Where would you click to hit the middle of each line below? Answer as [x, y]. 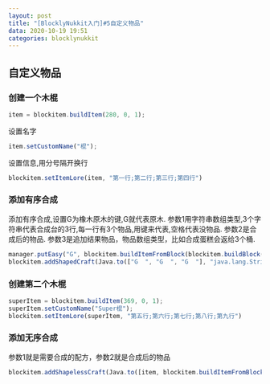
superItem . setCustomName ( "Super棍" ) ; [71, 308]
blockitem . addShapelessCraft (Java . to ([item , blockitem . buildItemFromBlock [136, 372]
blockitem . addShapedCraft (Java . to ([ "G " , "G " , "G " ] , [107, 262]
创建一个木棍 [33, 97]
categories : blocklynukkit [53, 38]
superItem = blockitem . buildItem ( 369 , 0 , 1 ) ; [86, 301]
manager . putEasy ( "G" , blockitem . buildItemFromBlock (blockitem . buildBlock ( [136, 254]
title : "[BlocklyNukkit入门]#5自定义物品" [76, 23]
